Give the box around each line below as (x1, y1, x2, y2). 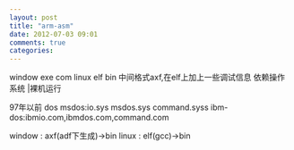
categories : (9, 46, 54, 55)
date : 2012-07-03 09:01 (9, 29, 99, 38)
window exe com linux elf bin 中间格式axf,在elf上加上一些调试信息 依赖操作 (9, 72, 285, 83)
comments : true (9, 37, 66, 47)
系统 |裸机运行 (9, 83, 62, 94)
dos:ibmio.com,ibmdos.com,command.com (9, 112, 169, 123)
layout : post (9, 12, 58, 22)
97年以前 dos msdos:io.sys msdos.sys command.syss (9, 102, 209, 112)
